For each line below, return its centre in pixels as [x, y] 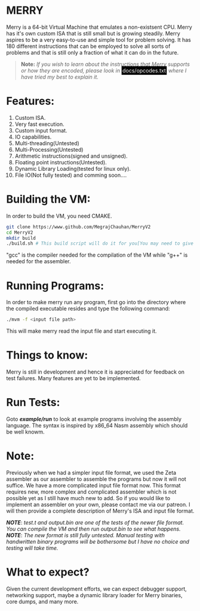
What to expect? [48, 572]
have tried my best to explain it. [59, 77]
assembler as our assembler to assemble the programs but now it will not [96, 479]
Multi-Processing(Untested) [49, 149]
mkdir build [21, 238]
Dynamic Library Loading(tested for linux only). [73, 168]
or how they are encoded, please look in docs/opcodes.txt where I [104, 70]
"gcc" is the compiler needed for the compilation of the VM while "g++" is [97, 255]
